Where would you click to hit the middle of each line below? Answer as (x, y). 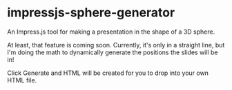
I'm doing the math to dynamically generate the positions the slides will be (113, 52)
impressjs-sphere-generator (91, 13)
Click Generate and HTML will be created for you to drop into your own (108, 73)
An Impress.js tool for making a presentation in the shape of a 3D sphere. (111, 32)
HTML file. (22, 80)
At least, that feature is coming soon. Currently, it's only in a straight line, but (116, 45)
